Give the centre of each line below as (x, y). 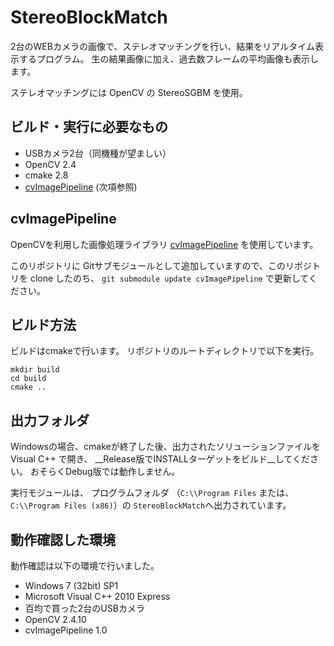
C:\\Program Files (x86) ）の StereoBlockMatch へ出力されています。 (151, 505)
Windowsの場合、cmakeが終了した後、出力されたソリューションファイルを (165, 447)
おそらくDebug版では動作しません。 (105, 472)
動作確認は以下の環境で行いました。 (85, 565)
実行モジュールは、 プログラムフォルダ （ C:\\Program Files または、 (152, 493)
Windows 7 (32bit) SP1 (71, 585)
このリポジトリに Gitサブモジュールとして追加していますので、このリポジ (161, 265)
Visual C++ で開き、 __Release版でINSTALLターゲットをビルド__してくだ (160, 459)
